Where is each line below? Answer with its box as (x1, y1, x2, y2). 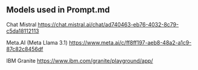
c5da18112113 (6, 27, 39, 34)
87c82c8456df (6, 45, 43, 52)
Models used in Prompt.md (6, 5, 110, 15)
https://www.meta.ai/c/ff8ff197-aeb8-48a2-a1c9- (69, 39, 192, 46)
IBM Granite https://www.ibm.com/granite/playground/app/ (6, 57, 153, 64)
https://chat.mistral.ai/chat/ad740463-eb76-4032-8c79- (37, 21, 179, 28)
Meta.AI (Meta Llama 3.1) (6, 39, 68, 46)
